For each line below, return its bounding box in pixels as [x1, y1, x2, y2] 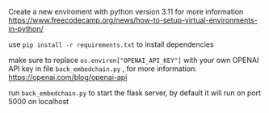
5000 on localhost [8, 97, 69, 106]
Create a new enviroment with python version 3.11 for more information [8, 7, 244, 16]
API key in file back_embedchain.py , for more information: [8, 64, 198, 73]
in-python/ [8, 24, 44, 33]
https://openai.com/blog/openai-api [8, 73, 128, 82]
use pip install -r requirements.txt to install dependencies [8, 40, 214, 49]
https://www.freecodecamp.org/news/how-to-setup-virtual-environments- [8, 15, 258, 25]
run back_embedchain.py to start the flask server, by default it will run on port [8, 88, 261, 98]
